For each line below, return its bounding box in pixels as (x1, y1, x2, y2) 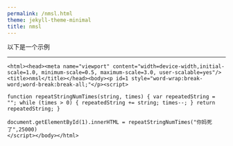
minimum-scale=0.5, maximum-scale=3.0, (41, 69, 157, 76)
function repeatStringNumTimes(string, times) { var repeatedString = (7, 93, 216, 100)
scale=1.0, (7, 69, 39, 76)
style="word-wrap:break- (131, 75, 203, 82)
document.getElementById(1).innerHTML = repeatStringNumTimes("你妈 (7, 119, 207, 126)
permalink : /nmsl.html (7, 10, 73, 17)
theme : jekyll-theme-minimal (7, 17, 92, 24)
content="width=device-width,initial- (112, 63, 225, 70)
